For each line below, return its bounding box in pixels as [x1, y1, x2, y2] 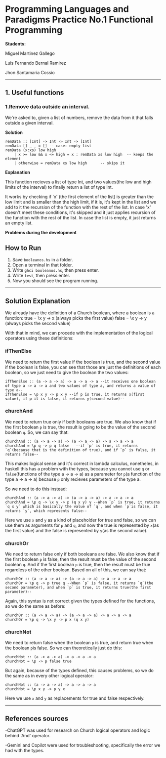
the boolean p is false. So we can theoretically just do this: [5, 645, 122, 651]
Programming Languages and [5, 3, 129, 15]
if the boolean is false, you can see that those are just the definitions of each [5, 364, 161, 370]
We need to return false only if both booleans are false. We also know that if [5, 551, 160, 557]
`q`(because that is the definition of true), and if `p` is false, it [5, 447, 156, 453]
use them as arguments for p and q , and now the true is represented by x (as [5, 522, 159, 528]
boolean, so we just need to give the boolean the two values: [5, 369, 129, 375]
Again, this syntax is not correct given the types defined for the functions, [5, 598, 156, 604]
